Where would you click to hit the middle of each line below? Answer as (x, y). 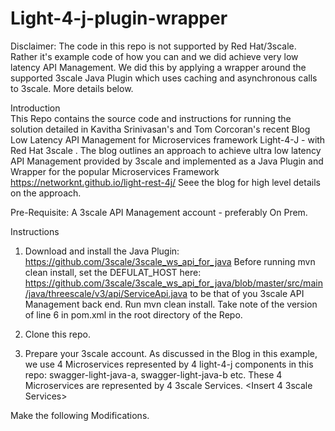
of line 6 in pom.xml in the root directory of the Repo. (133, 314)
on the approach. (46, 193)
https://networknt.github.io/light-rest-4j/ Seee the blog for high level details (165, 182)
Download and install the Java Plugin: (102, 251)
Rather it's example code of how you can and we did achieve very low (154, 56)
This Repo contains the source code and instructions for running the (151, 118)
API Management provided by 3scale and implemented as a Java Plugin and (167, 161)
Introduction (35, 108)
